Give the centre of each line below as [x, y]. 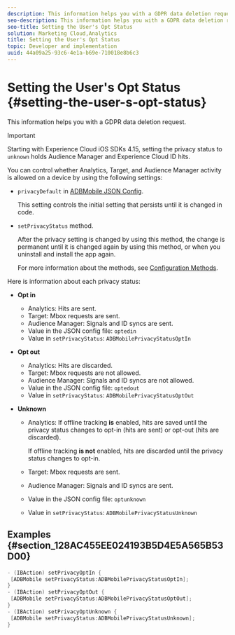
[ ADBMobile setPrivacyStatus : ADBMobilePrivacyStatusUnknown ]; [103, 618]
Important [21, 135]
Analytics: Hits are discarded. [70, 365]
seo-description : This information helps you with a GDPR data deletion [115, 20]
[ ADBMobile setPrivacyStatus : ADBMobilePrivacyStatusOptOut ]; [101, 599]
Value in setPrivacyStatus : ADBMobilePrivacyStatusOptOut [111, 395]
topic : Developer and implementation [62, 46]
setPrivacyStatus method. [55, 226]
